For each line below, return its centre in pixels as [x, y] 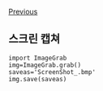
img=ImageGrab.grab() [45, 65]
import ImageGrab [38, 58]
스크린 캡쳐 [34, 39]
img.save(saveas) [38, 79]
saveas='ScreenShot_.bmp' [52, 72]
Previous [23, 12]
